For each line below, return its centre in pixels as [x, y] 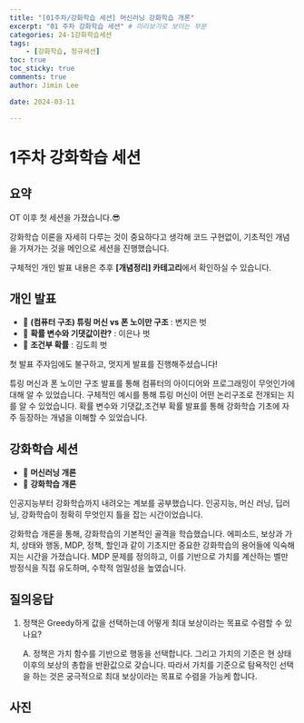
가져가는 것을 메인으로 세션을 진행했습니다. [94, 248]
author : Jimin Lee [44, 85]
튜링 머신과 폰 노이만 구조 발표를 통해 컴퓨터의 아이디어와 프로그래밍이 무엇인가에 [152, 383]
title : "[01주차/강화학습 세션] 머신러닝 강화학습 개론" [102, 18]
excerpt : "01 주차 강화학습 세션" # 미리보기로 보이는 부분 [108, 26]
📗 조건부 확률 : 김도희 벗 [65, 345]
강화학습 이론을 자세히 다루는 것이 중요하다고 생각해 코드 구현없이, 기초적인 [142, 236]
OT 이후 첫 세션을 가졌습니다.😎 [65, 217]
